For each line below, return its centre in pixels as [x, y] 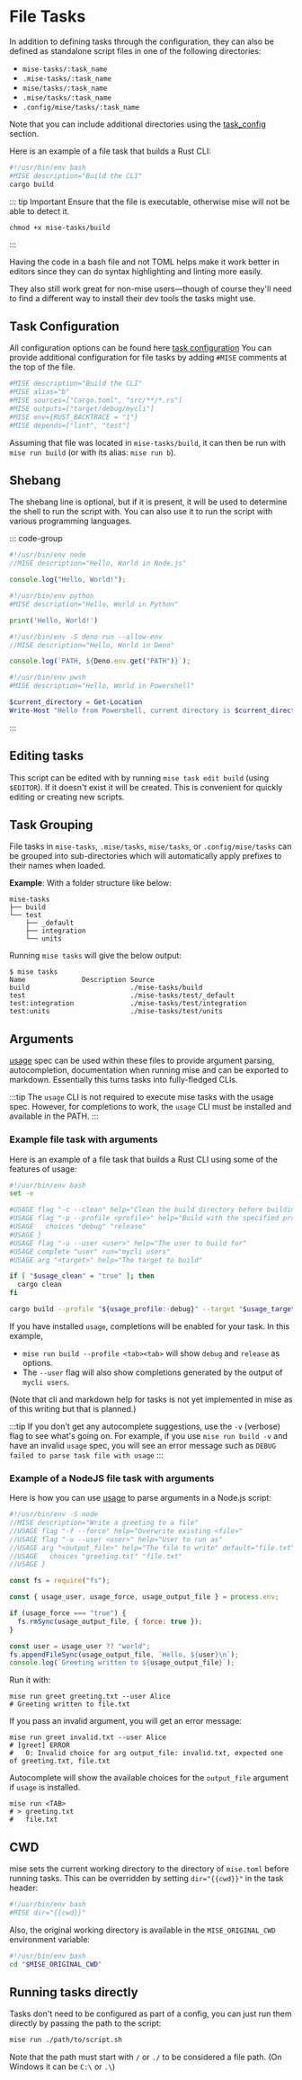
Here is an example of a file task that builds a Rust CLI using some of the [144, 1159]
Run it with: [30, 1680]
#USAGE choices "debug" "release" [78, 1227]
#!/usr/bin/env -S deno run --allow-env [86, 637]
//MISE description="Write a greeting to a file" [104, 1523]
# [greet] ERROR [40, 1745]
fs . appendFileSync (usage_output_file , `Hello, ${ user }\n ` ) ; [124, 1655]
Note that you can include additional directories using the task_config [138, 124]
